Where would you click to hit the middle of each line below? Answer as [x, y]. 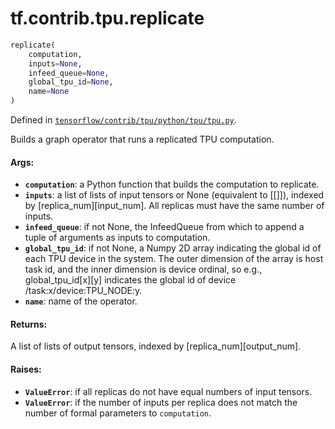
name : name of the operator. [81, 301]
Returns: [29, 324]
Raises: [26, 369]
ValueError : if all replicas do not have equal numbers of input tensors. [168, 391]
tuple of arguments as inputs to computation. [117, 238]
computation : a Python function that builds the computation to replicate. [172, 184]
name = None [49, 92]
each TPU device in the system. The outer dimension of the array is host [174, 259]
